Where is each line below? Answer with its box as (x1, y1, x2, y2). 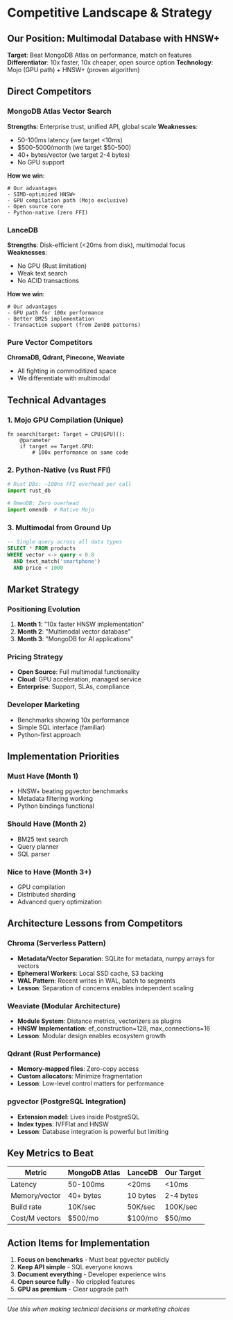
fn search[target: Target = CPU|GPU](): (7, 430, 126, 438)
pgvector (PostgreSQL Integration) (7, 1097, 126, 1106)
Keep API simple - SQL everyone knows (17, 1263, 133, 1271)
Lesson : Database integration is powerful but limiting (17, 1127, 169, 1135)
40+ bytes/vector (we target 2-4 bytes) (17, 151, 130, 159)
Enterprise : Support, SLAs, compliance (17, 682, 130, 691)
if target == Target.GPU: (19, 443, 95, 450)
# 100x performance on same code (32, 449, 129, 456)
